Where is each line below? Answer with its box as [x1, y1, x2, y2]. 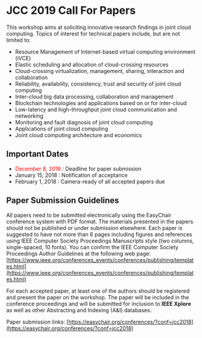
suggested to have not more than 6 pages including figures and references [6, 231, 192, 238]
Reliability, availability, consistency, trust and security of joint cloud [14, 80, 181, 88]
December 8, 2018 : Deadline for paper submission [14, 165, 142, 172]
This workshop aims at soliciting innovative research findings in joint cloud [6, 24, 191, 31]
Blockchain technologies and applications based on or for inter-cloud [14, 99, 187, 106]
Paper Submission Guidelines [6, 196, 119, 206]
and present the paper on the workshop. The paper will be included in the [6, 293, 189, 301]
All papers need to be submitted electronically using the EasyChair [6, 211, 172, 218]
